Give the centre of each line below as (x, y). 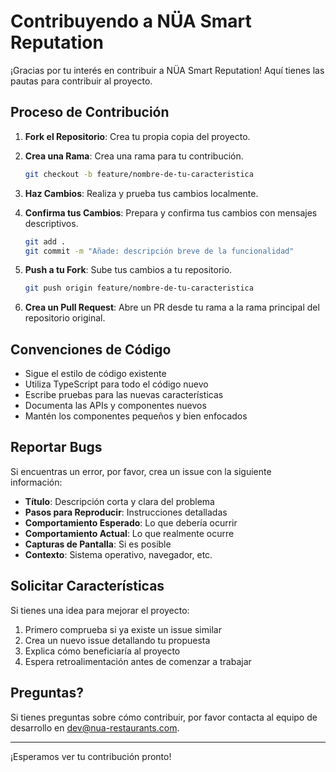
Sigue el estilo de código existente (95, 374)
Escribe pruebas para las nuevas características (124, 395)
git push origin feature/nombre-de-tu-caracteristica (139, 288)
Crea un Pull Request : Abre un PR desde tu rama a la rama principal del (172, 307)
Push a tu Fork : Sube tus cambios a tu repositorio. (128, 270)
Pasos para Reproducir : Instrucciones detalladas (126, 512)
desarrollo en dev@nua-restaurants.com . (95, 727)
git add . (45, 241)
